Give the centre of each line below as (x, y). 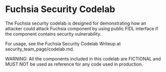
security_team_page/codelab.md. (40, 49)
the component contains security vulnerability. (53, 34)
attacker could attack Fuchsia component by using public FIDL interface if (82, 28)
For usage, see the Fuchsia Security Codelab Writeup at (63, 43)
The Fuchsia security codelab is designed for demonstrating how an (76, 23)
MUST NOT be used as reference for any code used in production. (74, 64)
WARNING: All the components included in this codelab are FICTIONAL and (83, 58)
